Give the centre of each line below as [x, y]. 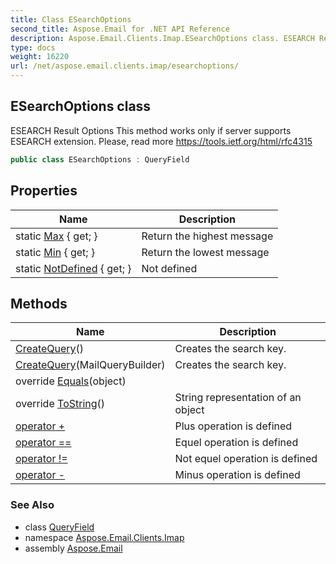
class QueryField [59, 527]
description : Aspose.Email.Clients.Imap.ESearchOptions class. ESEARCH [162, 38]
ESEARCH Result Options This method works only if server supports [151, 130]
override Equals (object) [71, 381]
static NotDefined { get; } [73, 268]
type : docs [33, 47]
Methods [39, 303]
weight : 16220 [40, 57]
